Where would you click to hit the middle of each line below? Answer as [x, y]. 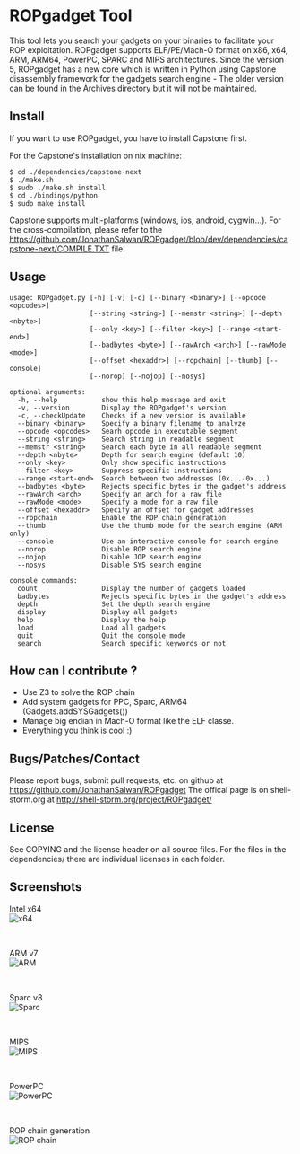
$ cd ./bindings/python [54, 195]
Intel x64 [26, 909]
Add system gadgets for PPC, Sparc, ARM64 [105, 702]
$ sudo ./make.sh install [57, 188]
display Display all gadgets [98, 612]
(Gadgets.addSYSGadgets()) [75, 711]
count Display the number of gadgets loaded [132, 588]
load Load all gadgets [92, 628]
